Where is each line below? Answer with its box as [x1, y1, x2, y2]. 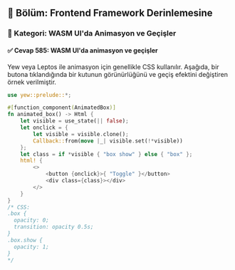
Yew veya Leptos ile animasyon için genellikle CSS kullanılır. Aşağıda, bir [7, 62, 219, 71]
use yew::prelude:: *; [7, 91, 72, 98]
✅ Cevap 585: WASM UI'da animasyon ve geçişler [7, 46, 158, 54]
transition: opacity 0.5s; [14, 224, 94, 231]
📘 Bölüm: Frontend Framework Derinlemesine [7, 7, 213, 19]
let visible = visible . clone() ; [33, 130, 130, 137]
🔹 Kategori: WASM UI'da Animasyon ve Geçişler [7, 28, 177, 38]
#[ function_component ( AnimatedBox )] [7, 104, 116, 111]
